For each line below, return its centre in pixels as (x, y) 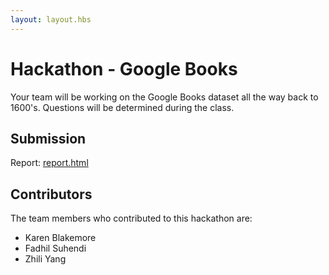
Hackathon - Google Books (124, 68)
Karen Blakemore (60, 238)
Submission (48, 138)
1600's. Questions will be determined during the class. (122, 107)
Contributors (51, 194)
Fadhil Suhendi (55, 248)
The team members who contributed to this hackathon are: (131, 218)
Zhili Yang (45, 259)
